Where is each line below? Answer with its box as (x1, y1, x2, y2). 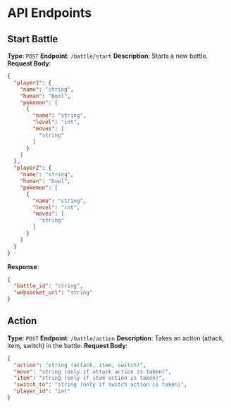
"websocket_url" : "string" (13, 289, 93, 297)
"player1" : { (13, 79, 52, 86)
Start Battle (7, 33, 58, 45)
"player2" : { (13, 164, 52, 172)
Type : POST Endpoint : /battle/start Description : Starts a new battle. (7, 51, 208, 60)
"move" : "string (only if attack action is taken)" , (13, 368, 172, 375)
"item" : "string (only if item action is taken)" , (13, 375, 166, 382)
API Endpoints (7, 5, 92, 21)
